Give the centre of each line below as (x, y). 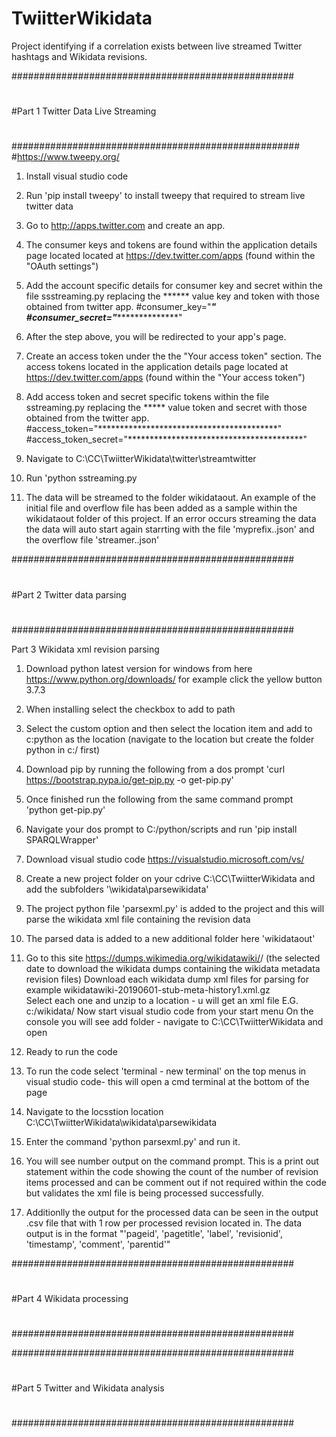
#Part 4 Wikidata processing (70, 1298)
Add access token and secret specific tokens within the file (147, 397)
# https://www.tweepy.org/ (65, 157)
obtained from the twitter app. (87, 418)
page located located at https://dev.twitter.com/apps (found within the (170, 256)
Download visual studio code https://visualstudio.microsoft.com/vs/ (165, 859)
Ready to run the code (71, 1051)
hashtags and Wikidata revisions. (79, 56)
